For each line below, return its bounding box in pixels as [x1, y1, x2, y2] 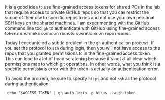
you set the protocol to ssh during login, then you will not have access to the [5, 45, 160, 51]
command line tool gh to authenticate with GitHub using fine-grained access [5, 25, 160, 31]
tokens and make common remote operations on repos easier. [5, 31, 131, 36]
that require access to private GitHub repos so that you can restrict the [5, 9, 149, 15]
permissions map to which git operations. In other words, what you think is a [5, 61, 161, 67]
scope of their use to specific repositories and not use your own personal [5, 15, 155, 20]
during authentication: [5, 81, 50, 87]
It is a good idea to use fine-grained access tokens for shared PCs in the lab [5, 4, 160, 10]
